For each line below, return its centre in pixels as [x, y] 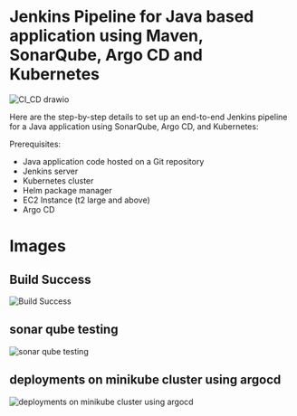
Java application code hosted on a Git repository [113, 161]
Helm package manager [67, 190]
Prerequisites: [35, 144]
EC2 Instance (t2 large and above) [86, 200]
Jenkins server [50, 171]
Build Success [51, 279]
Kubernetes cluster [58, 180]
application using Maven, [106, 36]
